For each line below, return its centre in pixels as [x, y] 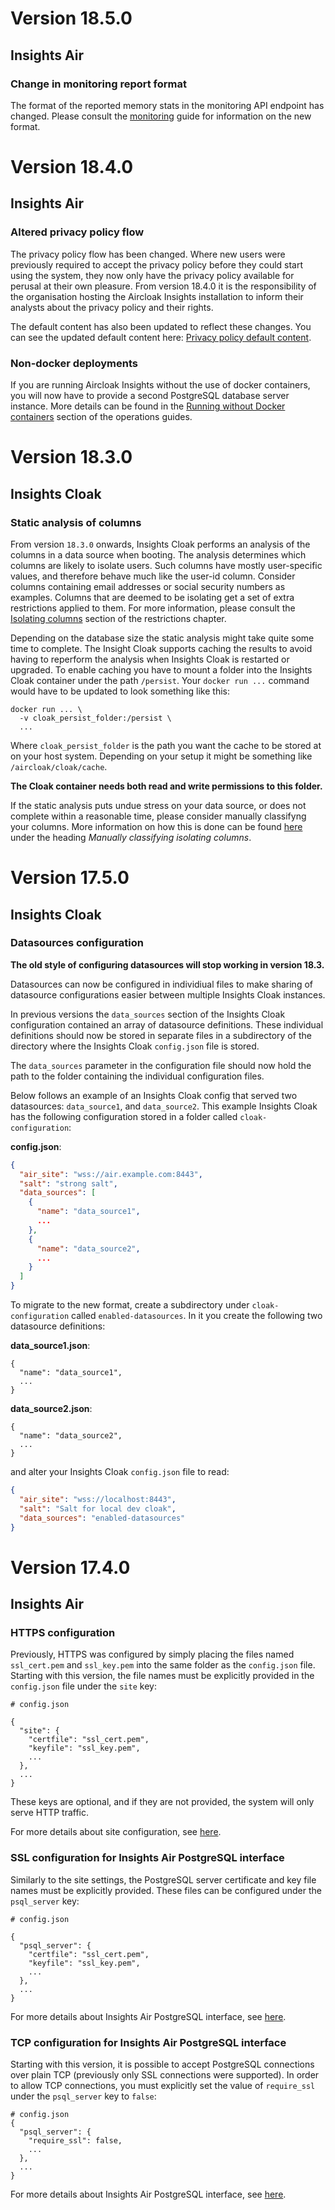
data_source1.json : [50, 1346]
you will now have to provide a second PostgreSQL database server [150, 396]
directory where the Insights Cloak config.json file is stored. [135, 1046]
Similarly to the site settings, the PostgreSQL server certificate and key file [163, 1879]
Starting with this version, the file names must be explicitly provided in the [162, 1676]
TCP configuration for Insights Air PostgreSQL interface [148, 2042]
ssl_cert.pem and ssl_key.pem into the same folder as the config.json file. [163, 1665]
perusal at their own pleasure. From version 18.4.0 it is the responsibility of [163, 286]
